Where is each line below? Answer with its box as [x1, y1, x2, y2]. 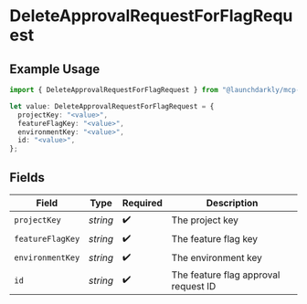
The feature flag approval [171, 268, 281, 281]
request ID [171, 279, 217, 292]
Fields [9, 170, 46, 185]
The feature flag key [171, 233, 259, 246]
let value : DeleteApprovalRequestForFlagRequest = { [9, 101, 215, 110]
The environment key [171, 252, 262, 265]
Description [206, 196, 259, 209]
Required [122, 196, 163, 209]
